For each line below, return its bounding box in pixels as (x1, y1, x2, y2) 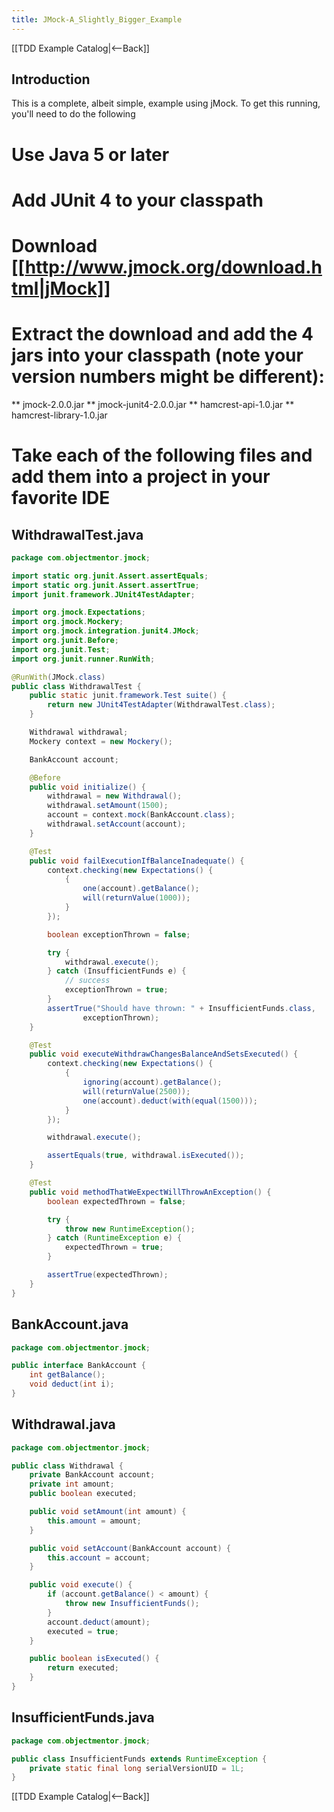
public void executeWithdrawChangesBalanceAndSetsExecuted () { (29, 1049, 299, 1060)
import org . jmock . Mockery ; (11, 617, 124, 627)
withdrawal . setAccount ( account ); (47, 819, 187, 830)
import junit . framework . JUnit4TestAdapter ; (11, 589, 196, 600)
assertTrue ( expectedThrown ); (47, 1270, 169, 1280)
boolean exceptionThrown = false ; (47, 929, 191, 940)
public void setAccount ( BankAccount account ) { (29, 1543, 231, 1553)
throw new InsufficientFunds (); (64, 1599, 200, 1609)
